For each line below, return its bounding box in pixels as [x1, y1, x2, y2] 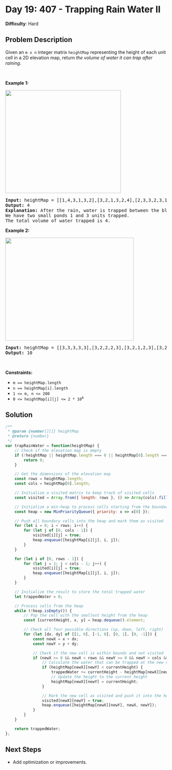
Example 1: [5, 80, 29, 86]
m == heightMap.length [12, 380, 61, 385]
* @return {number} [7, 433, 50, 439]
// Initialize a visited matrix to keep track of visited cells [14, 490, 155, 496]
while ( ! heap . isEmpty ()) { [14, 608, 72, 614]
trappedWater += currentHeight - [51, 669, 123, 675]
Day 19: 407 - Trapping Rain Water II [5, 4, 161, 15]
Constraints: [5, 369, 33, 376]
